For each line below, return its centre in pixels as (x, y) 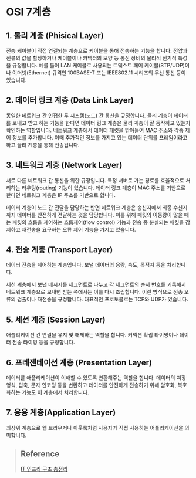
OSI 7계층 (29, 12)
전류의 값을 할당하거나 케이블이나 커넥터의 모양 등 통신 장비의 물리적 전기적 (92, 58)
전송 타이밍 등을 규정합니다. (43, 342)
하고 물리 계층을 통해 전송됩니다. (43, 145)
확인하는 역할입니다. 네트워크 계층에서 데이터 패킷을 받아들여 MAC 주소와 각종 (95, 130)
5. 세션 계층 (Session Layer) (56, 319)
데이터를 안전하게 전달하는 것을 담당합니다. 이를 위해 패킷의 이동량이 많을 (100, 215)
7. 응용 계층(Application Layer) (61, 413)
